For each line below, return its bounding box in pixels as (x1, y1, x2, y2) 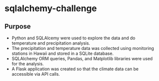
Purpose (4, 22, 31, 31)
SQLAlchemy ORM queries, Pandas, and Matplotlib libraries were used (11, 56, 153, 61)
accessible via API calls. (11, 71, 60, 77)
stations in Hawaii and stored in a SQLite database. (11, 50, 114, 56)
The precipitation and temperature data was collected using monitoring (11, 46, 154, 51)
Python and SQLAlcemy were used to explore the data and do (11, 35, 136, 41)
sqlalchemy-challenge (4, 3, 97, 14)
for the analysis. (11, 61, 44, 66)
